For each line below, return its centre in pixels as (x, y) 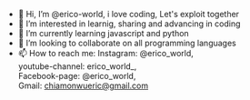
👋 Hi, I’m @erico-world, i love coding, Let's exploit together (128, 14)
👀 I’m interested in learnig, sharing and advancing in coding (129, 24)
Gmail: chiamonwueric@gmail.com (83, 85)
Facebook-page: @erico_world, (77, 76)
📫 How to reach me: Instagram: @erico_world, (105, 53)
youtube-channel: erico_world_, (77, 66)
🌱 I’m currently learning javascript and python (103, 33)
